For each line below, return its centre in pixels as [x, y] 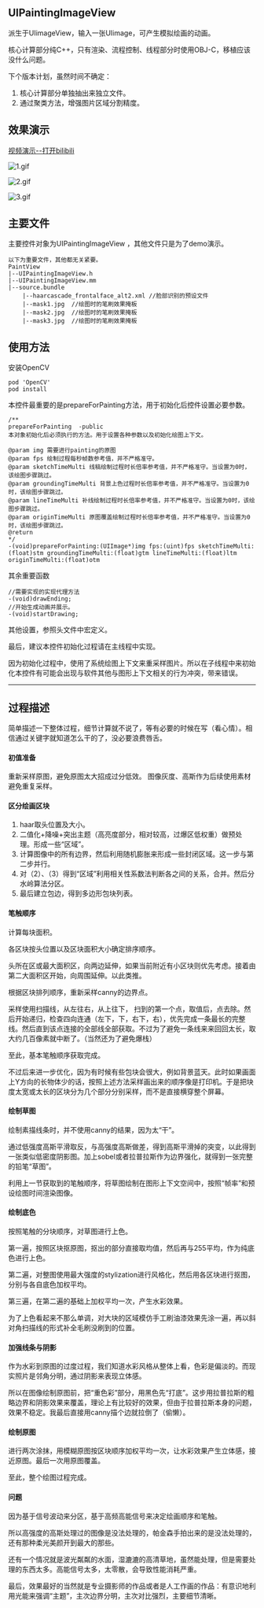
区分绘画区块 [29, 805]
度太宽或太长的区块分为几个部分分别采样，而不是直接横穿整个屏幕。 [118, 1091]
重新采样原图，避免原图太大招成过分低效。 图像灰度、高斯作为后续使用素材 [130, 776]
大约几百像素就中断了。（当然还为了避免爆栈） [82, 1038]
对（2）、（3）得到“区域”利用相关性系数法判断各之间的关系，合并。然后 [134, 874]
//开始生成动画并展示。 [41, 608]
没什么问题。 [29, 59]
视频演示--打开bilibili [41, 150]
